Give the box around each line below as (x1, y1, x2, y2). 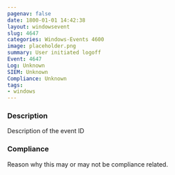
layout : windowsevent (7, 23, 70, 30)
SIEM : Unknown (7, 68, 49, 75)
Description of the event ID (7, 127, 85, 135)
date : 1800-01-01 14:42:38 (7, 17, 86, 24)
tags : (7, 82, 23, 89)
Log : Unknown (7, 62, 45, 69)
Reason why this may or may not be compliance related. (7, 160, 169, 168)
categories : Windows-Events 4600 (7, 36, 105, 43)
